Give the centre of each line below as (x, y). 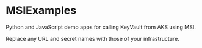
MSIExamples (41, 10)
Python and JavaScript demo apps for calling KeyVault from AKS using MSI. (101, 27)
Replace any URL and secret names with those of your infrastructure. (92, 38)
